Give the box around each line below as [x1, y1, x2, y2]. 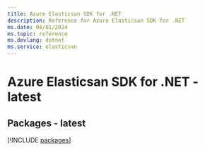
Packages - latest [7, 117, 86, 129]
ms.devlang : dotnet [7, 37, 65, 44]
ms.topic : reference [7, 30, 69, 38]
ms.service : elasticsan [7, 43, 78, 50]
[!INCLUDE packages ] [7, 136, 71, 144]
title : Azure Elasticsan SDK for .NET [7, 10, 122, 18]
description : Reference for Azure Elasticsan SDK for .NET [7, 17, 185, 24]
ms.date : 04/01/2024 [7, 23, 69, 30]
